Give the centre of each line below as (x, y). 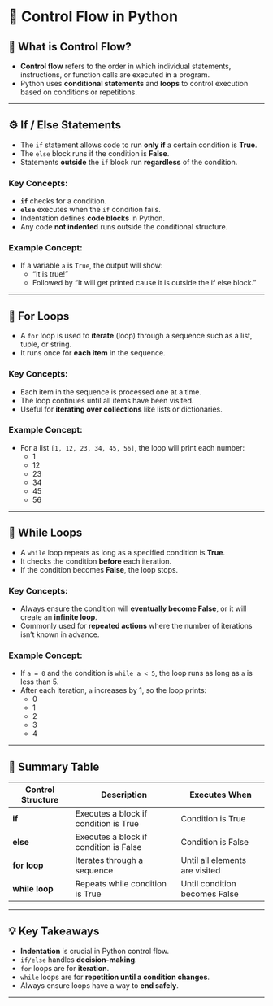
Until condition (209, 884)
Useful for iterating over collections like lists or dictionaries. (121, 409)
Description (124, 795)
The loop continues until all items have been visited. (107, 400)
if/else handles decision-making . (78, 960)
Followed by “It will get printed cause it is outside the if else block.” (144, 283)
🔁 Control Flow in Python (93, 17)
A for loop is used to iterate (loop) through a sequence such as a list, (136, 336)
